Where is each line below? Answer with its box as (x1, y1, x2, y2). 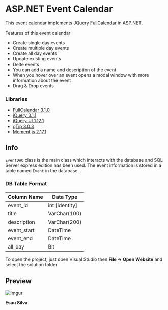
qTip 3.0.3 (12, 123, 34, 130)
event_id (8, 202, 29, 209)
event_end (8, 235, 33, 242)
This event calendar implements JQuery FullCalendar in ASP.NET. (5, 20, 143, 26)
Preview (5, 276, 32, 285)
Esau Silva (5, 300, 28, 306)
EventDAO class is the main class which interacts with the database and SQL (5, 157, 163, 163)
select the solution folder (5, 262, 58, 268)
